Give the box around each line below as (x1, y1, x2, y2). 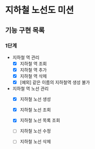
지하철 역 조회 (19, 60, 47, 66)
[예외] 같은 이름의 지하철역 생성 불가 (19, 79, 90, 85)
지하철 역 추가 (19, 67, 47, 73)
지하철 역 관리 (12, 54, 39, 60)
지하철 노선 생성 (19, 96, 51, 102)
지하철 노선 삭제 (19, 139, 51, 145)
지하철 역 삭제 (19, 73, 47, 79)
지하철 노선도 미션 (5, 4, 74, 16)
